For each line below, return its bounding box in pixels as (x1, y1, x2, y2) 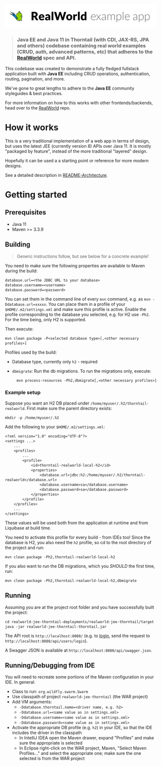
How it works (5, 122, 59, 133)
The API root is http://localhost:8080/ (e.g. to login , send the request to (5, 633, 150, 639)
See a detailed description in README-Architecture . (5, 172, 108, 178)
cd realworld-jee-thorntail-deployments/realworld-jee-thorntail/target (5, 619, 154, 624)
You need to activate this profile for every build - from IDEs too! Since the (5, 534, 150, 540)
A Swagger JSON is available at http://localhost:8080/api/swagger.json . (5, 647, 152, 653)
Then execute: (5, 326, 34, 332)
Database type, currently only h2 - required (12, 359, 98, 364)
